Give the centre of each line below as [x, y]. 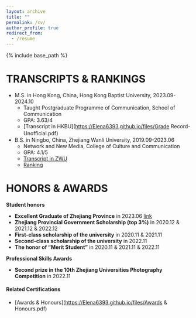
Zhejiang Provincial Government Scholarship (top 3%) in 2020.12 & [97, 222]
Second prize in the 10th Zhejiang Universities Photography [88, 269]
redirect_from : [25, 33]
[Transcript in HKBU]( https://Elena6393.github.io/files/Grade [96, 126]
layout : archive [26, 11]
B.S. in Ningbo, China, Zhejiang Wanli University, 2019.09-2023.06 [94, 140]
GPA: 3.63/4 [38, 120]
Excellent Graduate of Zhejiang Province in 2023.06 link [83, 216]
